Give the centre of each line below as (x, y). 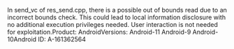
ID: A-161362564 (62, 39)
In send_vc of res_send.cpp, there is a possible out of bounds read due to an (117, 10)
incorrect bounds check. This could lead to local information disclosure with (116, 17)
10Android (22, 39)
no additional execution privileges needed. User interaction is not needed (113, 24)
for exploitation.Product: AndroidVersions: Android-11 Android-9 (99, 32)
